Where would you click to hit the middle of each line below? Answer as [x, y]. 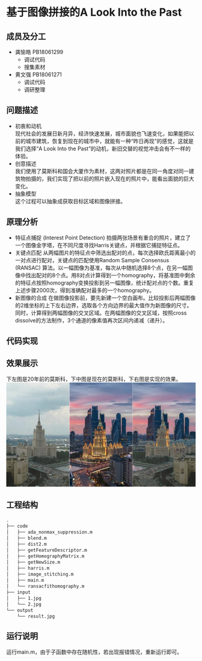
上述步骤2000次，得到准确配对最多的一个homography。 [85, 290]
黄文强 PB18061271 [38, 75]
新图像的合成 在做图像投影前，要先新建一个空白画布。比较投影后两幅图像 [105, 298]
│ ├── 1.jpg [24, 598]
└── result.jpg [36, 616]
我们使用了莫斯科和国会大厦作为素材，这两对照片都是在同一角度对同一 [102, 171]
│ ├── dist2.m [26, 544]
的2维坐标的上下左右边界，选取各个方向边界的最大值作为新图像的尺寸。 [103, 305]
